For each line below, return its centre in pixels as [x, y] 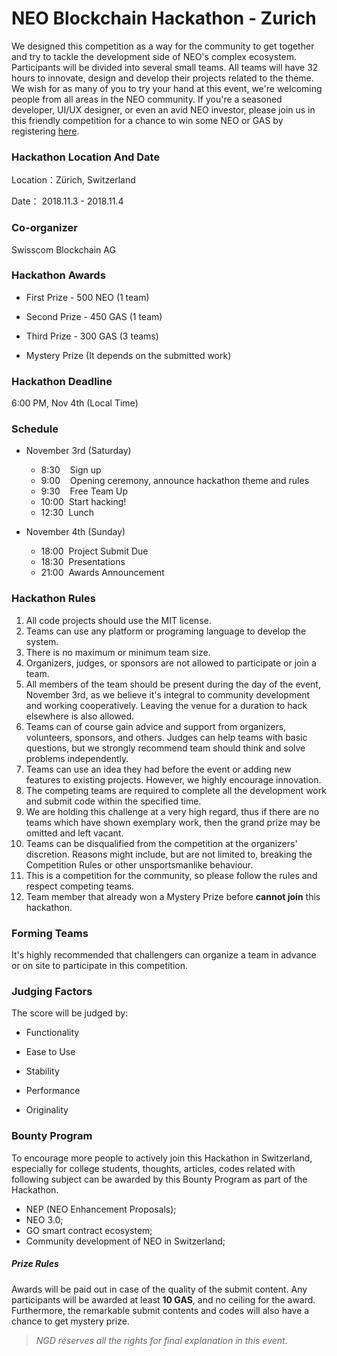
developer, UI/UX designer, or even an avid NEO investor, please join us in [163, 109]
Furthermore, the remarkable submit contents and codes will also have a [160, 1310]
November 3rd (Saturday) [78, 451]
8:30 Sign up [71, 470]
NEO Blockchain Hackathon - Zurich [164, 18]
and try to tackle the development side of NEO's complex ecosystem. [154, 56]
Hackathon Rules [53, 599]
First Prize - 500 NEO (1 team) [87, 297]
